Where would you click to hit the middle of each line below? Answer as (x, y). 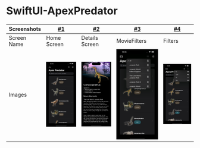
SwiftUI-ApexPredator (62, 11)
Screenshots (25, 29)
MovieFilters (132, 41)
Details (90, 37)
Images (18, 95)
